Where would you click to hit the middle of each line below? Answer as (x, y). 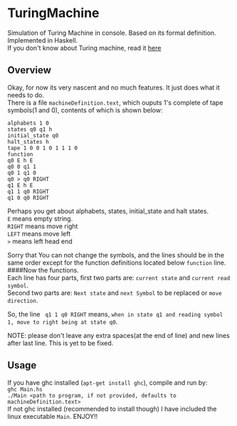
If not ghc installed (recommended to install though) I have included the (112, 409)
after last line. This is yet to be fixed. (60, 343)
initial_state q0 (33, 135)
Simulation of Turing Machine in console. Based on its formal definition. (112, 33)
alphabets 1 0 (28, 123)
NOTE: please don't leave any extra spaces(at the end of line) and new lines (118, 335)
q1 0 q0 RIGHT (28, 198)
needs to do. (26, 95)
